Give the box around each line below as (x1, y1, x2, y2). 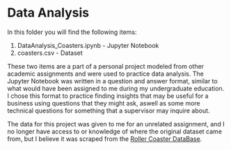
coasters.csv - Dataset (17, 49, 83, 57)
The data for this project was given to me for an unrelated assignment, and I (7, 119, 225, 128)
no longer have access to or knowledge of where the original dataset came (7, 127, 223, 135)
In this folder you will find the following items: (7, 28, 137, 36)
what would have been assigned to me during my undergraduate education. (7, 84, 225, 92)
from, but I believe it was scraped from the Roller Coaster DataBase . (7, 134, 202, 143)
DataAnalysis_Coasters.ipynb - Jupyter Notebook (17, 41, 159, 49)
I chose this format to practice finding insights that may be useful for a (7, 92, 209, 100)
